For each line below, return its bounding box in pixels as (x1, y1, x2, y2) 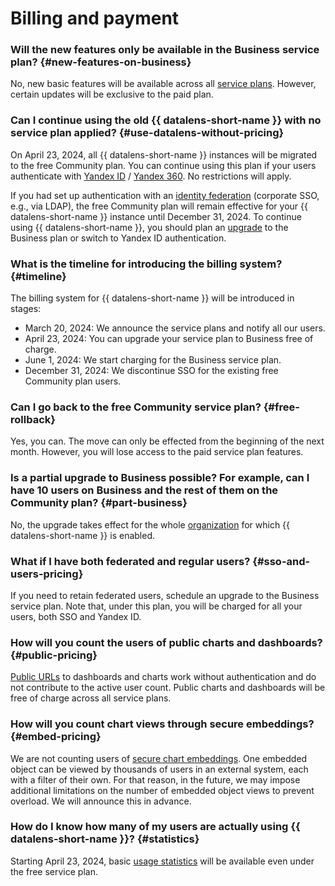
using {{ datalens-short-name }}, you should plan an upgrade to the (10, 221, 289, 233)
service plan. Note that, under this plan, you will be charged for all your (10, 600, 303, 612)
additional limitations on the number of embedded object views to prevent (10, 784, 315, 796)
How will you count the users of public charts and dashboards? (10, 635, 323, 649)
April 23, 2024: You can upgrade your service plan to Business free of (24, 333, 314, 345)
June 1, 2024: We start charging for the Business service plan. (24, 354, 282, 366)
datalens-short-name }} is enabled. (10, 529, 156, 541)
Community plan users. (24, 375, 122, 387)
